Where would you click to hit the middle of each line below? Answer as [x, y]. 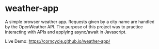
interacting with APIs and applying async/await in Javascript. [66, 32]
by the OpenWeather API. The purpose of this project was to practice [74, 26]
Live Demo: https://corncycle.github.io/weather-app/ [58, 41]
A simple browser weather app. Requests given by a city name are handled [80, 22]
